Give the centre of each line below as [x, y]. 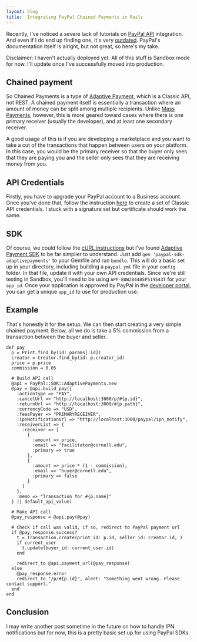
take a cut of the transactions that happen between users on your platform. [97, 145]
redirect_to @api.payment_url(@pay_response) [74, 563]
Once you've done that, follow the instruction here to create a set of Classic [98, 203]
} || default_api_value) [42, 502]
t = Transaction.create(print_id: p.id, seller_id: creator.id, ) [100, 537]
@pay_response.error [42, 573]
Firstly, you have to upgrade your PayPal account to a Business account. [94, 197]
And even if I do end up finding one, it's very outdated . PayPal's [83, 40]
